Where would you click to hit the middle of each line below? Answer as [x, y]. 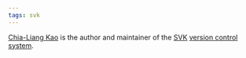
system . [21, 45]
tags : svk [24, 15]
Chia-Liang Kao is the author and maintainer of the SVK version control [123, 37]
